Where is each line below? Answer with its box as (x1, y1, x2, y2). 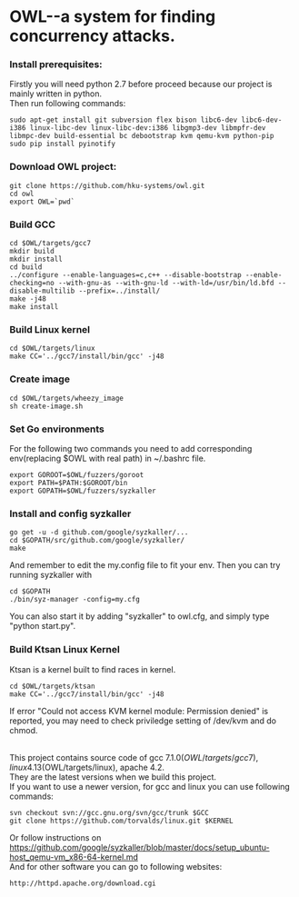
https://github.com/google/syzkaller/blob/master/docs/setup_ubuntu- (9, 842, 270, 852)
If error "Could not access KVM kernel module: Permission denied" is (9, 705, 269, 716)
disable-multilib (9, 286, 75, 296)
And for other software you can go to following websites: (9, 861, 223, 872)
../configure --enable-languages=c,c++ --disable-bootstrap (9, 271, 243, 280)
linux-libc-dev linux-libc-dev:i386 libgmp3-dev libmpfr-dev (29, 124, 266, 133)
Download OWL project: (9, 161, 117, 174)
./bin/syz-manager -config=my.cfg (9, 595, 141, 604)
